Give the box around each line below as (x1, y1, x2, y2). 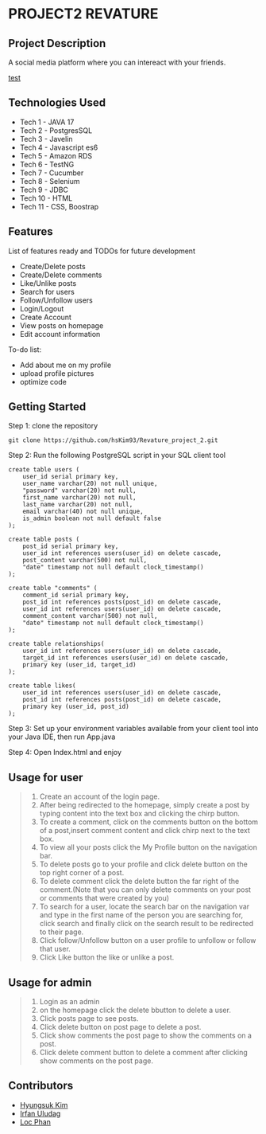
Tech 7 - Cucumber (19, 168, 84, 178)
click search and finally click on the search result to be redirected (39, 919, 254, 929)
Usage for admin (8, 976, 92, 989)
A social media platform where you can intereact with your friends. (8, 57, 226, 67)
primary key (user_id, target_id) (22, 661, 137, 669)
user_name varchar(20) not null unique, (22, 479, 158, 488)
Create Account (19, 312, 71, 322)
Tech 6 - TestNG (19, 159, 75, 169)
